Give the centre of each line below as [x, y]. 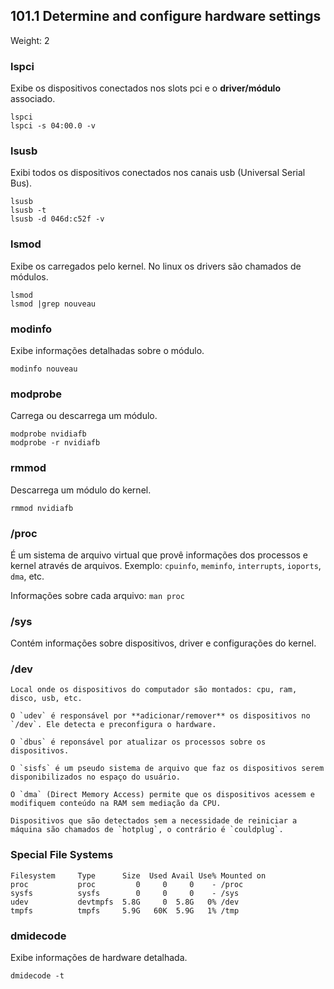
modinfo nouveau [44, 369]
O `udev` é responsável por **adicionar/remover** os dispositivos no [160, 716]
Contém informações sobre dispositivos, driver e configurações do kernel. [163, 643]
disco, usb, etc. [46, 699]
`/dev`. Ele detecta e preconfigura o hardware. [113, 725]
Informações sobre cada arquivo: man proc [97, 595]
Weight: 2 [30, 40]
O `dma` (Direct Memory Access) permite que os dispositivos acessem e [162, 795]
